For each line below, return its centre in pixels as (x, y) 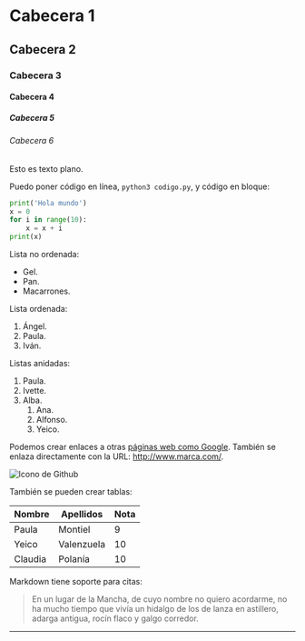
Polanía (74, 559)
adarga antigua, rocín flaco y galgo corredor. (115, 618)
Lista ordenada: (39, 309)
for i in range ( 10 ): (49, 220)
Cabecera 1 (52, 16)
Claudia (30, 559)
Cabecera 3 (35, 75)
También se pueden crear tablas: (71, 492)
